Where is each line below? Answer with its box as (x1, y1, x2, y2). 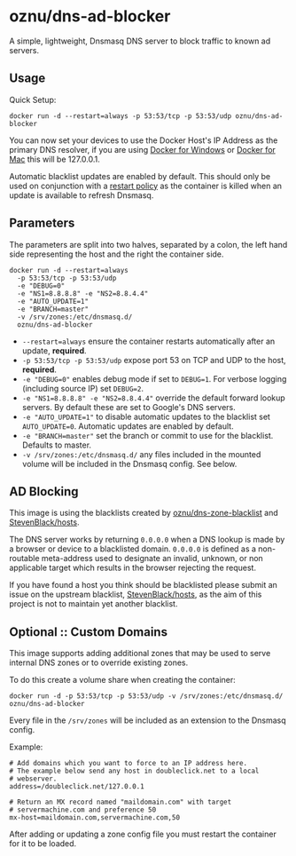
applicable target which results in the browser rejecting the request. (9, 562, 257, 574)
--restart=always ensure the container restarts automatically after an (21, 336, 276, 346)
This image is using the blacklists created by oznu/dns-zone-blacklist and (9, 508, 279, 519)
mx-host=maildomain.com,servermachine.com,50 (9, 813, 180, 822)
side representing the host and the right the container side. (9, 249, 224, 259)
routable (9, 553, 40, 564)
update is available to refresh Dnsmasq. (9, 189, 154, 201)
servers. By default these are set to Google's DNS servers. (21, 401, 237, 412)
